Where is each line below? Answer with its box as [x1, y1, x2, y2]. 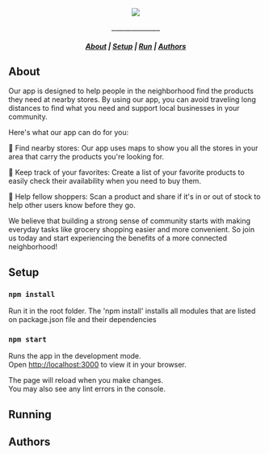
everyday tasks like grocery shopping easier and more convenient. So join [8, 225, 255, 235]
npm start [8, 335, 47, 344]
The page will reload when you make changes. [8, 376, 164, 385]
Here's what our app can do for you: [8, 128, 129, 138]
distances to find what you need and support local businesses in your [8, 104, 240, 113]
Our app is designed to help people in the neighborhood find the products [8, 86, 254, 96]
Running [8, 407, 53, 421]
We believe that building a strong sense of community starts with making [8, 216, 251, 226]
